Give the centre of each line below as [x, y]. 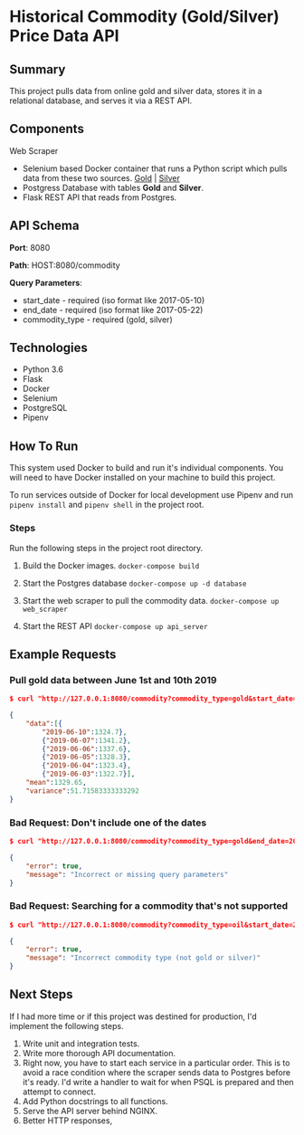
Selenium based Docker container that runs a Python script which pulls [155, 168]
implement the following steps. [66, 1025]
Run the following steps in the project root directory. [106, 548]
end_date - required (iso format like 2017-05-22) [113, 310]
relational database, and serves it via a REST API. [101, 100]
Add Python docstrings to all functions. [95, 1101]
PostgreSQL [45, 408]
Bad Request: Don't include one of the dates [108, 823]
